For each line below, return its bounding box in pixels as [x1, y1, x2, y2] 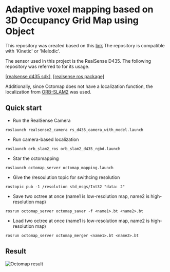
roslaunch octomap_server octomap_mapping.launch [5, 165, 114, 170]
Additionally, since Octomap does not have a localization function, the [5, 83, 153, 89]
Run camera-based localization [12, 136, 79, 142]
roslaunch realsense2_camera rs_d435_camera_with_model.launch [5, 127, 144, 132]
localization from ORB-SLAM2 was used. [5, 88, 91, 95]
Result [5, 247, 27, 256]
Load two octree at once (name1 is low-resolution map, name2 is [12, 217, 150, 224]
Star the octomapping [12, 155, 59, 161]
